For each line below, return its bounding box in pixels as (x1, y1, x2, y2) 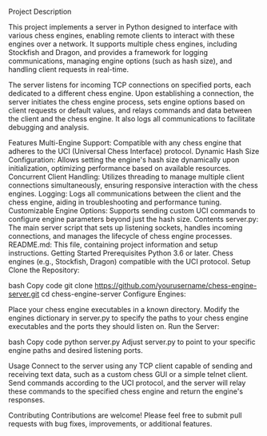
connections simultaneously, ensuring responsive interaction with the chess (8, 180, 258, 190)
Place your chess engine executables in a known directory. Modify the (8, 305, 240, 314)
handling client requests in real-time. (8, 65, 130, 74)
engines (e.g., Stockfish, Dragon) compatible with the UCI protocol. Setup (8, 257, 251, 266)
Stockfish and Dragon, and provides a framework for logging (8, 48, 209, 57)
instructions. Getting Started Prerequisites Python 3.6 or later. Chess (8, 248, 233, 258)
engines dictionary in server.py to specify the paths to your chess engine (8, 313, 249, 323)
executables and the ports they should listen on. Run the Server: (8, 322, 220, 331)
